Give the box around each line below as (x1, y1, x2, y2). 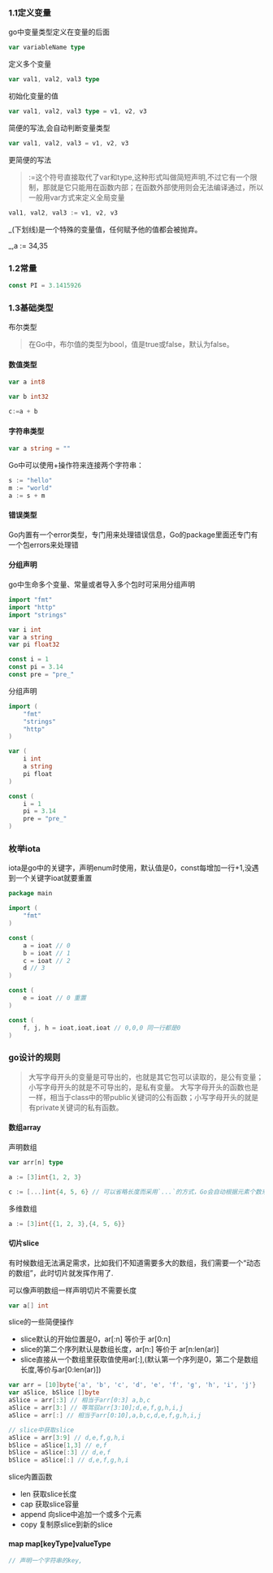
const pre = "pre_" (8, 670, 75, 679)
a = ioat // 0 (23, 941, 71, 950)
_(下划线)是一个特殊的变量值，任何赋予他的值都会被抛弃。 (8, 224, 202, 234)
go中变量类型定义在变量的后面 (8, 27, 110, 37)
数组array (8, 1123, 41, 1133)
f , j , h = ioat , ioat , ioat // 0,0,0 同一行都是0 (23, 1024, 181, 1032)
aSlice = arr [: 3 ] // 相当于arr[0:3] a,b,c (8, 1396, 151, 1405)
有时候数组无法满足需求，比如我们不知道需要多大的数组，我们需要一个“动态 (8, 1258, 262, 1267)
